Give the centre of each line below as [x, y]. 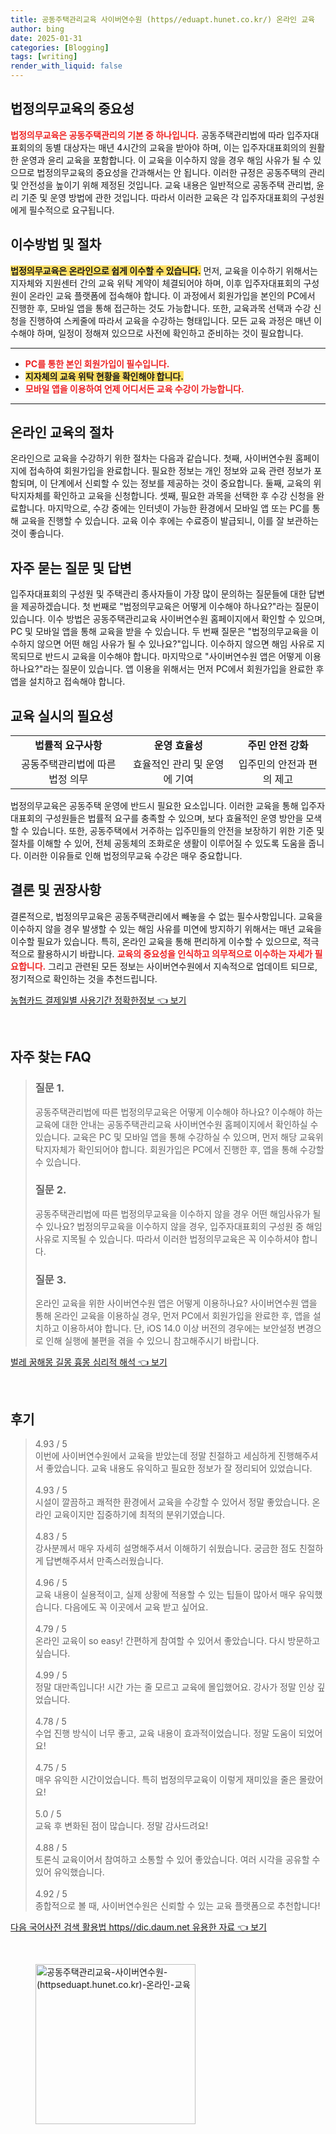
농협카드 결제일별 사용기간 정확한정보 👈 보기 [98, 1000]
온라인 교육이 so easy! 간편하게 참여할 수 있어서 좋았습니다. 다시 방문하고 [177, 1640]
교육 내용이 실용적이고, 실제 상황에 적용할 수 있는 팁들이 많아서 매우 [165, 1594]
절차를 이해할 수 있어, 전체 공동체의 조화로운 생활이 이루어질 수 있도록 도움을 [158, 843]
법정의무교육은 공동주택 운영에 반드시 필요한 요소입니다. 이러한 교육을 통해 [154, 806]
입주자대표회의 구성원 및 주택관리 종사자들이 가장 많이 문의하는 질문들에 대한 [158, 594]
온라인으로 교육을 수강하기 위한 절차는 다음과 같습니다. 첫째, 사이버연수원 [151, 458]
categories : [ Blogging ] [60, 47]
